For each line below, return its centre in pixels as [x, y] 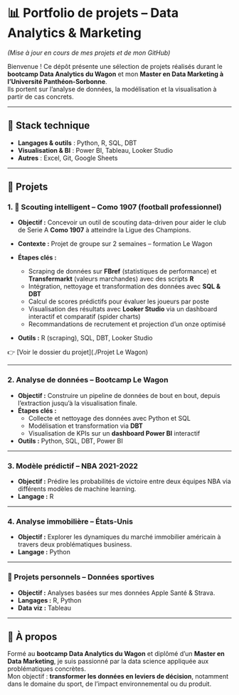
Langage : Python [44, 552]
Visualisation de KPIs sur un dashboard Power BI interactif [114, 433]
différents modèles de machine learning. [77, 489]
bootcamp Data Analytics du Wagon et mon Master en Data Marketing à [116, 74]
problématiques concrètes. [47, 669]
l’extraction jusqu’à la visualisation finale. [77, 403]
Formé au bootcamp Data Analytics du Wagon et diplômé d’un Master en [116, 654]
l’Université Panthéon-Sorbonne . [58, 81]
